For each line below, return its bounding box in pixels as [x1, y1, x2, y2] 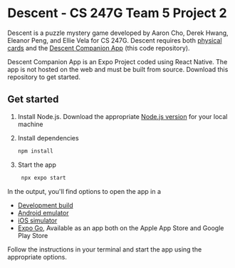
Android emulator [17, 208, 69, 217]
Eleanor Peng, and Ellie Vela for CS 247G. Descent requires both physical [7, 36, 222, 44]
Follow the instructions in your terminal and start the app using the [7, 244, 202, 254]
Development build [17, 201, 73, 210]
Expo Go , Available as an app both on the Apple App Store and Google [17, 223, 224, 232]
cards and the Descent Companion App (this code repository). [7, 43, 190, 52]
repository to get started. [7, 73, 80, 81]
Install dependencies [17, 133, 80, 142]
